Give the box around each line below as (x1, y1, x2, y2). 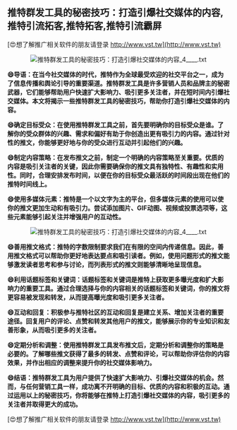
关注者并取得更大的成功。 (7, 400, 82, 408)
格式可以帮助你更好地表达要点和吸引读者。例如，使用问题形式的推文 (25, 251, 224, 260)
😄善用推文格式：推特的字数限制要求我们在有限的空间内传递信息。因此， (7, 243, 218, 251)
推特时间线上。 (7, 180, 51, 188)
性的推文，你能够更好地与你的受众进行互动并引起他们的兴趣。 (7, 138, 187, 146)
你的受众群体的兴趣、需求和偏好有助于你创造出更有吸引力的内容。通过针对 (13, 129, 230, 138)
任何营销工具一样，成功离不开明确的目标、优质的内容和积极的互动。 (25, 382, 224, 390)
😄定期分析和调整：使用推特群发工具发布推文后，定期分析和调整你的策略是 (7, 340, 224, 349)
